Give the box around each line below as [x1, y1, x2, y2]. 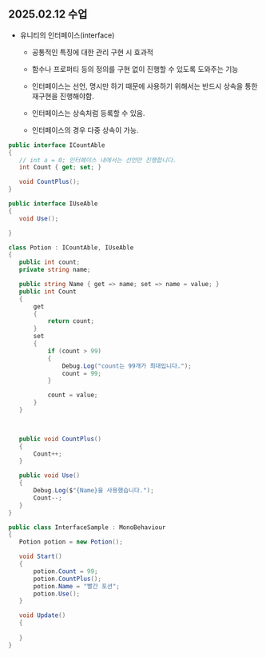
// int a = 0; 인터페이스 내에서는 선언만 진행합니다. [18, 156, 177, 164]
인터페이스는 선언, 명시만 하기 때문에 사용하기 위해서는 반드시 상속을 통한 [31, 81, 258, 90]
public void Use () [18, 472, 81, 480]
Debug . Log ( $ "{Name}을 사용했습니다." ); [33, 487, 154, 495]
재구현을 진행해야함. [31, 91, 94, 101]
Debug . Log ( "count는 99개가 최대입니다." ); [62, 362, 192, 370]
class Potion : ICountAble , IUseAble [8, 243, 134, 252]
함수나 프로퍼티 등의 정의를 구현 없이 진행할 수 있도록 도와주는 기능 [31, 64, 239, 74]
